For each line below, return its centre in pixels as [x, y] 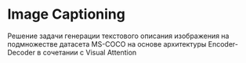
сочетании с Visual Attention [90, 52]
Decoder [22, 52]
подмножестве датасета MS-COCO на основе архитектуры [107, 44]
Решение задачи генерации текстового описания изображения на [118, 36]
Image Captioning [67, 14]
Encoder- [223, 44]
